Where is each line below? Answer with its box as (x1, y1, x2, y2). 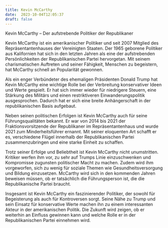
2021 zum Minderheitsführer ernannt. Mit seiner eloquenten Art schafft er (5, 129, 157, 135)
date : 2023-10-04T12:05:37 (5, 12, 64, 17)
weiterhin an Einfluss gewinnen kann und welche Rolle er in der (5, 212, 136, 218)
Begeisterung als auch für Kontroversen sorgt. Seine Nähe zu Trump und (5, 196, 155, 202)
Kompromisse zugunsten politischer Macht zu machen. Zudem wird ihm (5, 160, 154, 166)
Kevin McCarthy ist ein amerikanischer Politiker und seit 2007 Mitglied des (5, 40, 159, 46)
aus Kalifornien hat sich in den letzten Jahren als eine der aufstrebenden (5, 51, 155, 57)
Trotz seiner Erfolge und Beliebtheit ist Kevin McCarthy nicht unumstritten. (5, 149, 159, 155)
